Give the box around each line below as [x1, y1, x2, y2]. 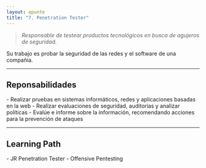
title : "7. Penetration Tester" [6, 15, 89, 21]
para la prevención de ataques [6, 115, 83, 123]
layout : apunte [6, 9, 45, 15]
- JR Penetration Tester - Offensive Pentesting [6, 155, 123, 163]
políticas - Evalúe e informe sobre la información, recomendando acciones [6, 109, 195, 116]
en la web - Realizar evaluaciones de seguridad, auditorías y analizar [6, 102, 180, 110]
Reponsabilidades [6, 79, 77, 90]
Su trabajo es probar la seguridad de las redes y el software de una [6, 49, 177, 57]
